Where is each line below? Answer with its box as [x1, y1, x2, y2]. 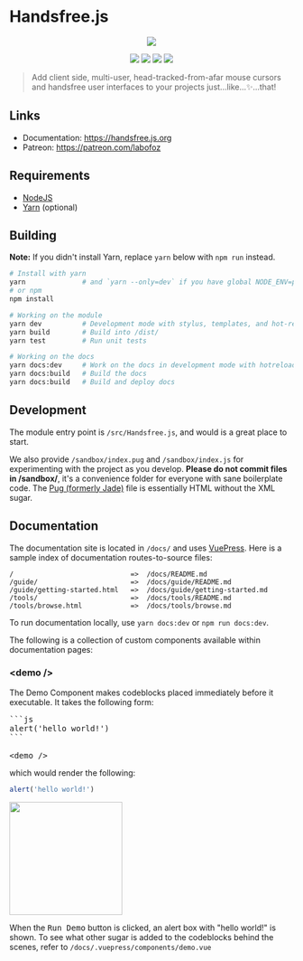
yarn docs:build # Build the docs [9, 369, 147, 379]
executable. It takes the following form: [9, 696, 154, 707]
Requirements [9, 168, 90, 184]
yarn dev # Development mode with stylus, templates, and [9, 319, 269, 328]
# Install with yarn [9, 269, 87, 278]
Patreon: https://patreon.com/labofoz [22, 142, 161, 153]
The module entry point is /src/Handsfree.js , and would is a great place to [9, 427, 288, 438]
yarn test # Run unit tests [9, 336, 147, 345]
